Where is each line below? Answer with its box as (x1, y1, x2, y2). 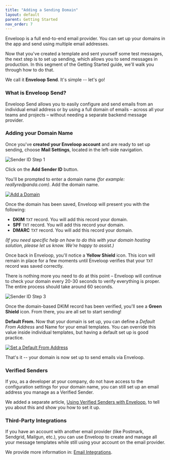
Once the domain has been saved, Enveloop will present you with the (5, 201, 150, 207)
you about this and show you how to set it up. (5, 404, 100, 411)
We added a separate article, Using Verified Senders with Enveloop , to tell (5, 399, 160, 405)
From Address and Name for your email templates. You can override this (5, 324, 156, 330)
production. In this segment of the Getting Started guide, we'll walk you (5, 61, 154, 67)
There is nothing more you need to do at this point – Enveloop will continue (5, 272, 161, 279)
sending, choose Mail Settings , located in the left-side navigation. (5, 147, 144, 153)
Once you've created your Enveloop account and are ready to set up (5, 141, 151, 147)
